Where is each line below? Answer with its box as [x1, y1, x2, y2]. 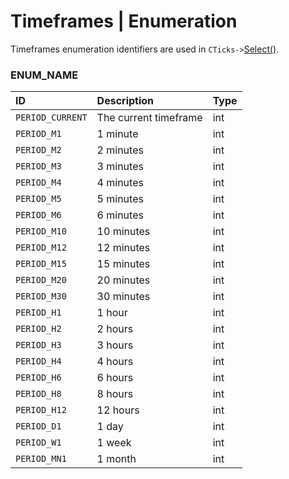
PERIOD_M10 [15, 226, 67, 237]
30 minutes [96, 290, 151, 304]
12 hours [96, 403, 140, 417]
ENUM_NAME [10, 68, 79, 82]
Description [96, 94, 155, 108]
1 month [96, 452, 137, 466]
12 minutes [96, 241, 151, 255]
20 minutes [96, 273, 151, 287]
